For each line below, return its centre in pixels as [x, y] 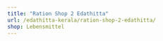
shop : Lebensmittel [36, 26]
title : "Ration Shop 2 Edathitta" [58, 14]
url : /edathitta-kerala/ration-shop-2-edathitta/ [82, 20]
